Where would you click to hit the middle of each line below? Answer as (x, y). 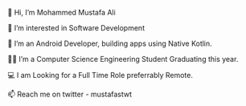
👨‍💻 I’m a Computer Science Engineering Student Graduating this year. (123, 59)
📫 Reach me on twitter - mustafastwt (70, 94)
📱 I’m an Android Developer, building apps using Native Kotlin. (110, 43)
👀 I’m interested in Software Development (76, 28)
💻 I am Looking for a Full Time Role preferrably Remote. (100, 75)
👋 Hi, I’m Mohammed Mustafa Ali (61, 12)
